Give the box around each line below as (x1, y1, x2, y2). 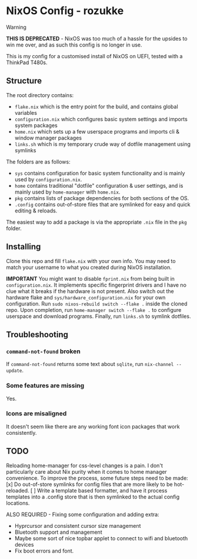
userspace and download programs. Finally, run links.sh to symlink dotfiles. (6, 312, 191, 320)
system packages (14, 122, 58, 129)
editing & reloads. (14, 207, 58, 214)
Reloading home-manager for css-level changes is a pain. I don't (6, 462, 163, 469)
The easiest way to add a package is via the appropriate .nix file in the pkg (6, 218, 187, 225)
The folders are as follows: (6, 158, 71, 165)
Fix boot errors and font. (14, 547, 74, 554)
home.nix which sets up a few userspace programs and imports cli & (14, 128, 180, 135)
